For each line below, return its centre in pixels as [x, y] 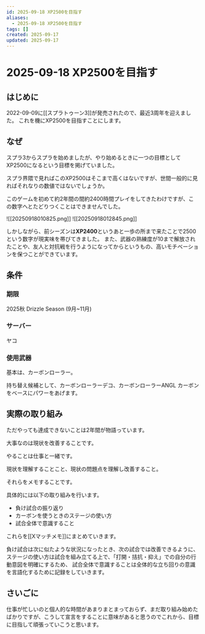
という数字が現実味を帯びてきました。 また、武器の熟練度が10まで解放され [101, 238]
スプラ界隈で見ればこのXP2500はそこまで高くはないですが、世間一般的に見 [102, 178]
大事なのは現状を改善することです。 [52, 443]
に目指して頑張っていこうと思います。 [54, 624]
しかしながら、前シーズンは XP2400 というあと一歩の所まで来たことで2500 [101, 231]
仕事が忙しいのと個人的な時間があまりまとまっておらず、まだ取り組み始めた [102, 609]
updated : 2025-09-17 [33, 40]
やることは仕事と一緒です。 [41, 455]
